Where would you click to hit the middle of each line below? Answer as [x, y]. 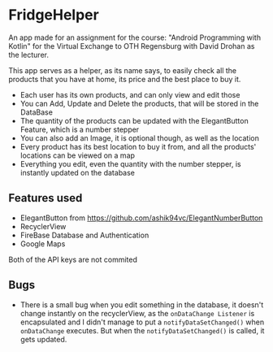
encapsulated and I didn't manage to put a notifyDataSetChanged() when [142, 322]
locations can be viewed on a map [78, 155]
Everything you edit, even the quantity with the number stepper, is [130, 163]
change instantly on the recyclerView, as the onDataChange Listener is [137, 313]
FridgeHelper [54, 15]
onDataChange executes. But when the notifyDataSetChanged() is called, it [142, 330]
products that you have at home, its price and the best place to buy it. [125, 79]
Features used [45, 198]
